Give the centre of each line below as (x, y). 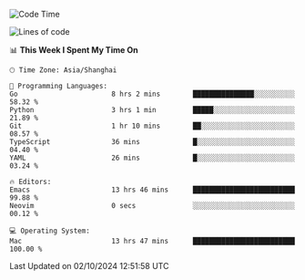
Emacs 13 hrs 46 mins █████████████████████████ (152, 190)
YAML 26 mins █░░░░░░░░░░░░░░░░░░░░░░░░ (152, 158)
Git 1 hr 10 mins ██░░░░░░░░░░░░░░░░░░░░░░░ (152, 126)
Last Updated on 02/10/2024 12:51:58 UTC (89, 266)
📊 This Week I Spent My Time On (74, 50)
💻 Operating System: (50, 231)
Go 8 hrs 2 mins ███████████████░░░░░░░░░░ (152, 94)
